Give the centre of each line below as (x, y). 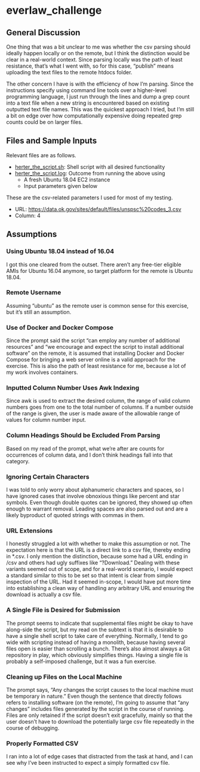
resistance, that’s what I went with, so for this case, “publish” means (90, 66)
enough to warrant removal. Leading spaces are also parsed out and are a (97, 509)
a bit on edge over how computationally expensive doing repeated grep (94, 116)
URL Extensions (30, 530)
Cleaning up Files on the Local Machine (64, 677)
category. (18, 461)
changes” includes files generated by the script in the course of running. (96, 709)
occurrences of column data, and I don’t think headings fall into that (90, 455)
